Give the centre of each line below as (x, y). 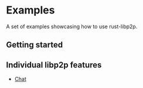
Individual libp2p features (54, 65)
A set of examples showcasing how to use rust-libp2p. (72, 26)
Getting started (35, 45)
